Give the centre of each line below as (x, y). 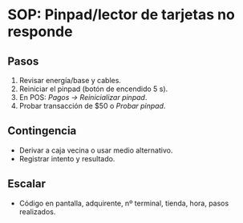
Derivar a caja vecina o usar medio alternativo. (96, 150)
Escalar (26, 184)
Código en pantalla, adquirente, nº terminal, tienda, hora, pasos (124, 203)
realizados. (37, 211)
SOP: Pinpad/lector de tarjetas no (121, 15)
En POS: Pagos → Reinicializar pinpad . (83, 97)
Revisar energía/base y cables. (70, 80)
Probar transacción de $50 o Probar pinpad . (92, 106)
